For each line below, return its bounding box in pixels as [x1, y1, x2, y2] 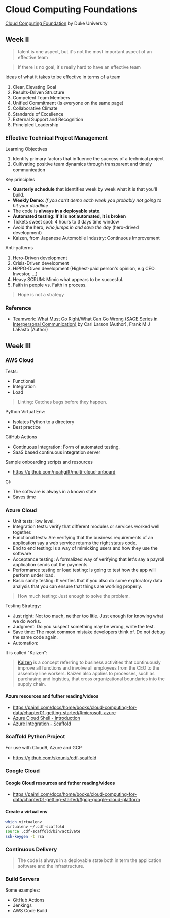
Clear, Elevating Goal [12, 84, 57, 90]
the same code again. [12, 634, 58, 641]
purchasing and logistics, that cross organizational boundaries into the [17, 676, 165, 682]
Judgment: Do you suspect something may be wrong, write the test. [12, 624, 155, 630]
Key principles [5, 177, 36, 183]
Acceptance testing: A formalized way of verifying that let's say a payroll [12, 556, 165, 562]
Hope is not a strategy [17, 292, 64, 298]
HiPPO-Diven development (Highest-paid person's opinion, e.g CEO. [12, 266, 156, 272]
